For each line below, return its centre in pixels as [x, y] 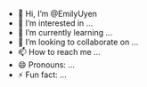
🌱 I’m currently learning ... [65, 32]
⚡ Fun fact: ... [42, 75]
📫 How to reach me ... [59, 52]
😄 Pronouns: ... [46, 65]
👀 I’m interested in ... [55, 23]
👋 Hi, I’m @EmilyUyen [57, 14]
